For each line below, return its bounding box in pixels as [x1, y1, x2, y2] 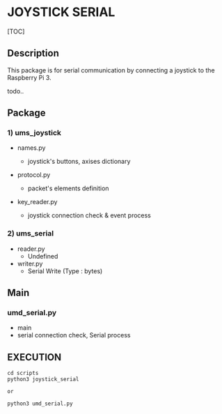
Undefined [27, 252, 58, 260]
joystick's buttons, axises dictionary [27, 158, 131, 166]
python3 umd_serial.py [7, 400, 73, 408]
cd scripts [7, 370, 39, 377]
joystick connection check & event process [27, 211, 152, 220]
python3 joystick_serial [7, 376, 79, 383]
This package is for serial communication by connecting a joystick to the [7, 66, 215, 74]
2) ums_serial [7, 229, 54, 238]
